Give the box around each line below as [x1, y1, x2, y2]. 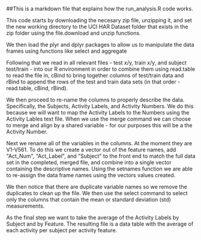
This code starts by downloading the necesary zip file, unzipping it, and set [6, 17, 192, 23]
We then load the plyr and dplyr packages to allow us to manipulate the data [6, 41, 194, 48]
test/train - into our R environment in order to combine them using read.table [6, 65, 196, 73]
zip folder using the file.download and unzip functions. [6, 29, 141, 37]
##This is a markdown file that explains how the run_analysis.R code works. [6, 5, 193, 12]
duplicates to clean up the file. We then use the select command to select [6, 190, 188, 197]
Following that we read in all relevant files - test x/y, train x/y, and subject [6, 59, 187, 66]
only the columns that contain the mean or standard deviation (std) [6, 196, 171, 203]
